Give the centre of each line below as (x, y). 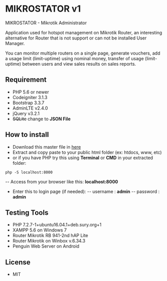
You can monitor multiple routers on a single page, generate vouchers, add (83, 53)
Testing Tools (27, 213)
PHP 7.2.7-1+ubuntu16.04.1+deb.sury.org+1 (57, 225)
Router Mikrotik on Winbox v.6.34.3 (49, 241)
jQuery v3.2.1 (26, 113)
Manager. (15, 43)
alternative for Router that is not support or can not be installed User (76, 38)
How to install (27, 135)
